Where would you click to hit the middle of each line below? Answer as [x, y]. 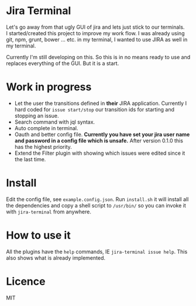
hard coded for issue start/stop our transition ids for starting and [94, 109]
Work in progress [49, 87]
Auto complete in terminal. [46, 128]
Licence [26, 281]
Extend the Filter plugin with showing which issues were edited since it [100, 153]
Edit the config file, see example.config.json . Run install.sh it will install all [97, 199]
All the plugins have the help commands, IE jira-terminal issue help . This [97, 251]
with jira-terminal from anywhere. [49, 212]
